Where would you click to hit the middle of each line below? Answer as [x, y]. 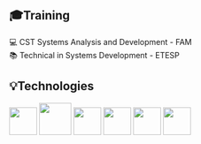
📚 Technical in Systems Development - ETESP [94, 55]
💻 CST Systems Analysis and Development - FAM [100, 42]
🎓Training [40, 15]
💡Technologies [52, 86]
